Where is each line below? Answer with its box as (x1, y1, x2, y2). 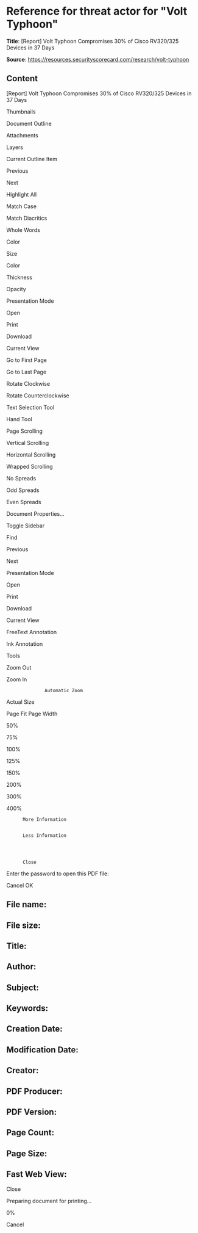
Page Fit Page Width (6, 710, 58, 717)
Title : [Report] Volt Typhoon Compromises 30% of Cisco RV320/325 (6, 37, 179, 45)
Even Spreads (6, 498, 41, 505)
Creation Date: (6, 1024, 63, 1034)
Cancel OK (6, 881, 34, 889)
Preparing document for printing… (6, 1197, 92, 1204)
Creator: (6, 1065, 39, 1076)
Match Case (6, 203, 37, 210)
